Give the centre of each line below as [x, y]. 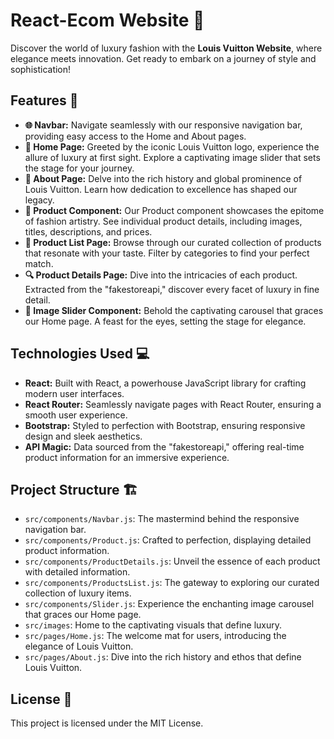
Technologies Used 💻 [80, 354]
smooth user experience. [76, 415]
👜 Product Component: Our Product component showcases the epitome [174, 210]
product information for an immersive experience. [127, 457]
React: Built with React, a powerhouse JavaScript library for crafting [165, 383]
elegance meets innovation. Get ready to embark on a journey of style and [163, 58]
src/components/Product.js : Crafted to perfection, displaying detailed [168, 540]
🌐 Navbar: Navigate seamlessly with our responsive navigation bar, [163, 125]
